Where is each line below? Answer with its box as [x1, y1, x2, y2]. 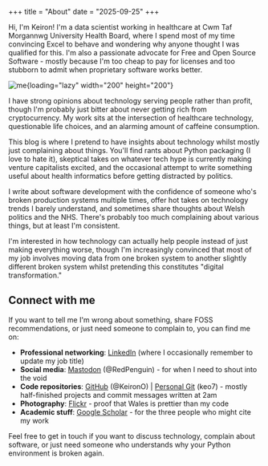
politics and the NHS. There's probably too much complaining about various [8, 213, 259, 221]
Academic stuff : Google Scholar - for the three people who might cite [19, 407, 251, 416]
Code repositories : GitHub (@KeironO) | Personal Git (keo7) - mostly [19, 381, 248, 391]
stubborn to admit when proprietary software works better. [8, 65, 203, 75]
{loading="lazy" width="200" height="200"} [26, 80, 174, 90]
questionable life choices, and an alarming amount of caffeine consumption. [8, 122, 260, 131]
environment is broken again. [8, 448, 104, 458]
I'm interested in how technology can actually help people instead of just [8, 237, 249, 245]
